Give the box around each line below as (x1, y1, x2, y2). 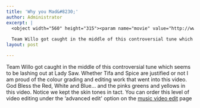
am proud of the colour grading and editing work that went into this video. (6, 75, 187, 83)
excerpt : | (6, 20, 33, 26)
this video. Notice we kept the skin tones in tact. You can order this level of (6, 88, 189, 96)
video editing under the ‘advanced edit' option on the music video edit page (6, 94, 192, 101)
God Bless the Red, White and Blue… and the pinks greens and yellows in (6, 82, 186, 89)
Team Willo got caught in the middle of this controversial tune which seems (6, 63, 191, 70)
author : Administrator (6, 14, 62, 20)
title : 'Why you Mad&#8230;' (6, 8, 79, 15)
